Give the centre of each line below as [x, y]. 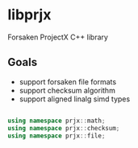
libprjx [29, 15]
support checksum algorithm [67, 90]
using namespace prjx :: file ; [56, 136]
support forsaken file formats [68, 81]
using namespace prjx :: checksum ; [64, 128]
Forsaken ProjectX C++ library [58, 37]
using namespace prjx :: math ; [56, 121]
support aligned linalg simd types [75, 99]
